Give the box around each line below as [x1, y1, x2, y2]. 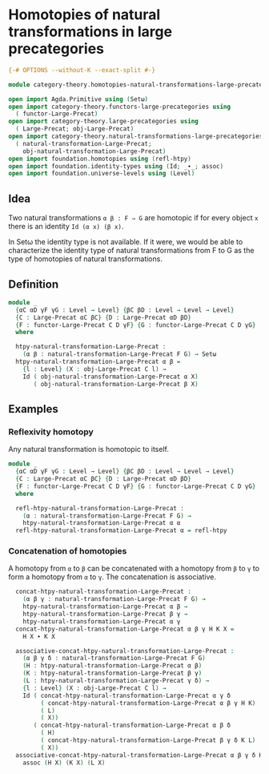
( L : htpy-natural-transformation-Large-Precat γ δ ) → [22, 677, 210, 685]
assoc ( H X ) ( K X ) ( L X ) [22, 759, 106, 767]
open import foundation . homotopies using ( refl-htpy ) [8, 155, 192, 163]
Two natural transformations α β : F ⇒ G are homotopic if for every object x [8, 213, 259, 223]
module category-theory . [8, 80, 91, 89]
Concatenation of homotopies [8, 546, 127, 557]
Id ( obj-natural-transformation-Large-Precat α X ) [22, 373, 199, 381]
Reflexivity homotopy [8, 426, 94, 437]
